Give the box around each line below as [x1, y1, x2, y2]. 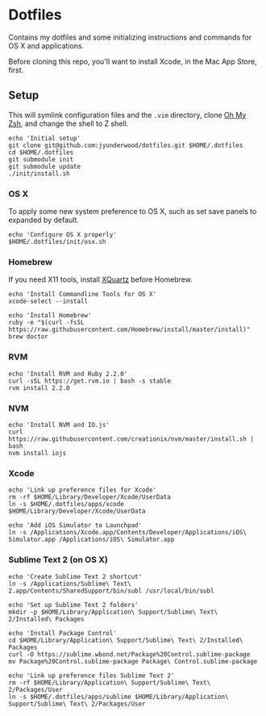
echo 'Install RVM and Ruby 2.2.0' [8, 370, 128, 378]
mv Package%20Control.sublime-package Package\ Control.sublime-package [8, 657, 258, 665]
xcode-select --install [8, 297, 89, 306]
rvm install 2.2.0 [8, 383, 70, 392]
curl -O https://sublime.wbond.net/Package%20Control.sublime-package [8, 650, 251, 659]
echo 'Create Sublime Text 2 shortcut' [8, 572, 143, 580]
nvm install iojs [8, 449, 67, 457]
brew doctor [8, 333, 48, 341]
